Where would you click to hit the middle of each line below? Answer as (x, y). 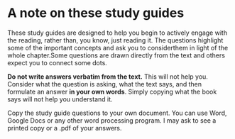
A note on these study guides (96, 13)
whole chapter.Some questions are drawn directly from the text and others (116, 55)
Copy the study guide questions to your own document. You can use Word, (117, 113)
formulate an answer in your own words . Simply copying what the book (112, 91)
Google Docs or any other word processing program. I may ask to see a (112, 120)
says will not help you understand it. (60, 99)
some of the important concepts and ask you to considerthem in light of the (118, 48)
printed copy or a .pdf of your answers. (65, 128)
